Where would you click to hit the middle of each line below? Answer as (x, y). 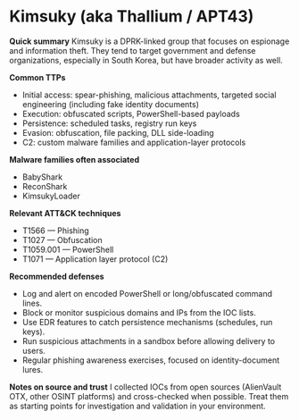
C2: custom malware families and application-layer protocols (134, 142)
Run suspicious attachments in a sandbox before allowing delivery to (148, 340)
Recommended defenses (57, 276)
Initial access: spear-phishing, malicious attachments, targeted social (149, 95)
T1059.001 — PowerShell (68, 249)
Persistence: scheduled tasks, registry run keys (109, 123)
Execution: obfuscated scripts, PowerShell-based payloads (131, 113)
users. (34, 350)
